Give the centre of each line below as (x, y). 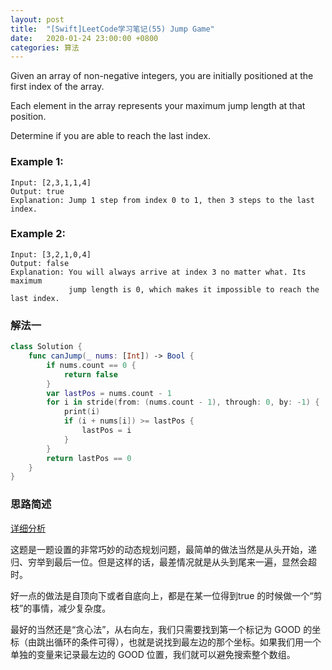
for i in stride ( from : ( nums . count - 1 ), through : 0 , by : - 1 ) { (183, 402)
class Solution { (46, 347)
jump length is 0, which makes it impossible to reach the (194, 289)
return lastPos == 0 (89, 458)
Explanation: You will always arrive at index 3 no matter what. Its (158, 272)
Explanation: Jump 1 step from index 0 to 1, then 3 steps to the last (162, 200)
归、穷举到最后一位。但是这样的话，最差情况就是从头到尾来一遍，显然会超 (163, 562)
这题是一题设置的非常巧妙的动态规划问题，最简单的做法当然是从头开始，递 (163, 549)
